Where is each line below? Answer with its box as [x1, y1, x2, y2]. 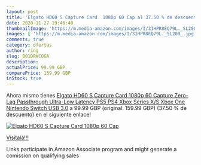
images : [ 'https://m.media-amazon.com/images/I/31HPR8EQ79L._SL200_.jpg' [6, 31, 197, 37]
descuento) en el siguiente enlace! [6, 111, 92, 118]
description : [6, 59, 39, 65]
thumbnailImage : [6, 25, 47, 32]
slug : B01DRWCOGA [6, 53, 50, 59]
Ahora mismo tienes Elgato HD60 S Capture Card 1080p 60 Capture [6, 92, 173, 99]
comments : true [6, 36, 44, 42]
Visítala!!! [6, 134, 29, 141]
